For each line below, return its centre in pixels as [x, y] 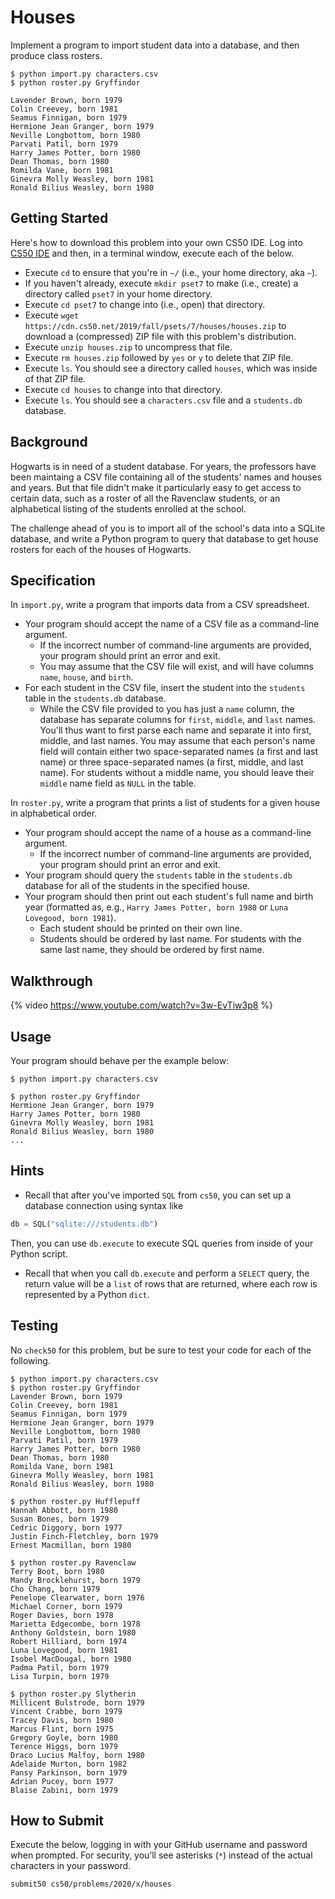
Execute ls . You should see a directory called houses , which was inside [171, 368]
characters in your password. [71, 1866]
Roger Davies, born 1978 [62, 1615]
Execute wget [52, 315]
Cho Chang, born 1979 [55, 1589]
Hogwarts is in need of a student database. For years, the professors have [163, 466]
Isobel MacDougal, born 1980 [71, 1659]
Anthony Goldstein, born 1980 [73, 1632]
